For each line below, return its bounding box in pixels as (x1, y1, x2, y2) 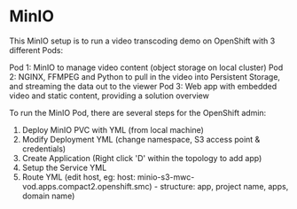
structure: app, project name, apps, (159, 181, 289, 191)
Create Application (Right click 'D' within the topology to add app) (21, 152, 262, 163)
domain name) (21, 190, 75, 201)
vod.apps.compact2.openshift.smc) (21, 181, 152, 191)
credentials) (21, 143, 66, 154)
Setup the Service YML (21, 162, 107, 173)
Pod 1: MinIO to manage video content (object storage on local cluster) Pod (9, 62, 284, 73)
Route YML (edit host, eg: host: (21, 171, 136, 182)
